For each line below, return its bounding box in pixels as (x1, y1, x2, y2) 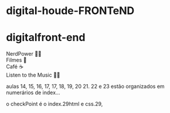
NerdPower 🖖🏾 (6, 50, 42, 57)
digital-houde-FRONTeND (6, 4, 135, 18)
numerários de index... (6, 89, 60, 96)
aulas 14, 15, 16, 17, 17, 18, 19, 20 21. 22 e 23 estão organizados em (6, 83, 165, 90)
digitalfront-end (6, 31, 86, 44)
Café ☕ (6, 63, 23, 70)
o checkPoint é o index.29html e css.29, (6, 101, 103, 108)
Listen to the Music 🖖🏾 (6, 71, 60, 78)
